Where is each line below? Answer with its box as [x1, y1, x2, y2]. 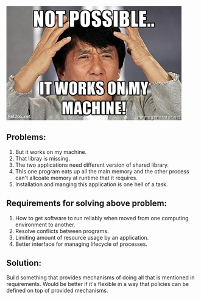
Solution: [6, 258, 41, 268]
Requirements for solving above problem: [6, 198, 167, 209]
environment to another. [15, 221, 76, 228]
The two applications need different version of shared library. [15, 161, 169, 169]
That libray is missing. [15, 155, 71, 162]
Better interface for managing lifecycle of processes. [15, 240, 148, 248]
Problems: [6, 132, 46, 142]
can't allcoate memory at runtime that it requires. [15, 174, 138, 181]
